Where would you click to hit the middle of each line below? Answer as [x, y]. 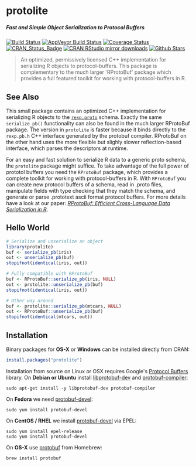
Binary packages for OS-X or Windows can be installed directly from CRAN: [98, 349]
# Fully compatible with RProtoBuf [49, 274]
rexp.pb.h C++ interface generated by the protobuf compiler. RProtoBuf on [97, 135]
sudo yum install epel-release [44, 431]
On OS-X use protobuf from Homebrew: [54, 447]
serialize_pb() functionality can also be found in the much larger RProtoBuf [98, 123]
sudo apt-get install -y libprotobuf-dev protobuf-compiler [81, 388]
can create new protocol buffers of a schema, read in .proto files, [85, 184]
